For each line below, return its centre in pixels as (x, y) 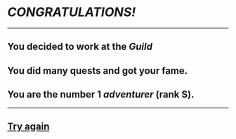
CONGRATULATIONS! (72, 12)
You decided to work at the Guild (80, 47)
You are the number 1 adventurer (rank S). (101, 94)
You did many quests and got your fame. (98, 71)
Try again (28, 126)
